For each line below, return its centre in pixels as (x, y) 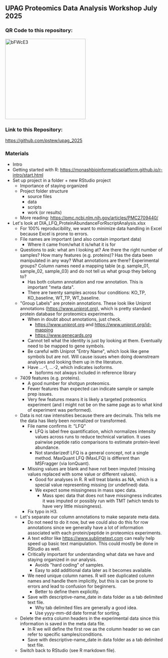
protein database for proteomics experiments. (67, 314)
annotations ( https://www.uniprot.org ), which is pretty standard (85, 309)
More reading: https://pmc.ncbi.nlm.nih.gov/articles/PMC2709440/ (89, 218)
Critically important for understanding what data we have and (91, 554)
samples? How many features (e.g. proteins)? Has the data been (86, 255)
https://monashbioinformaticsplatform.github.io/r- (111, 170)
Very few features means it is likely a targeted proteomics (87, 400)
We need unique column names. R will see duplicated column (91, 576)
